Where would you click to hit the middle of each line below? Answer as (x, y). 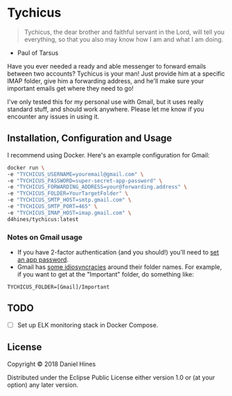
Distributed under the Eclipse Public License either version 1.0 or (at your (111, 377)
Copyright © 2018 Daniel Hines (52, 364)
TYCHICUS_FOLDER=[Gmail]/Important (59, 287)
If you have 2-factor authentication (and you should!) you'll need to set (118, 252)
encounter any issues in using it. (53, 117)
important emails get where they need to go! (70, 88)
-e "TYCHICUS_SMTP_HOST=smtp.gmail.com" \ (69, 200)
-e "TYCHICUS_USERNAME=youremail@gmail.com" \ (75, 174)
